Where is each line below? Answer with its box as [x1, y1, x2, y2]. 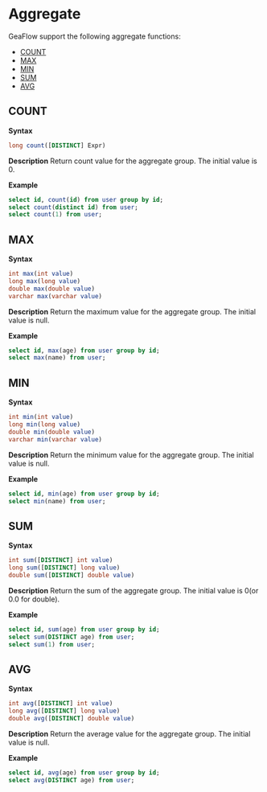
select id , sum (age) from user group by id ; [8, 625, 160, 634]
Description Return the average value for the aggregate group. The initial [8, 728, 251, 738]
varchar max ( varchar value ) [8, 292, 103, 300]
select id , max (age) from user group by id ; [8, 347, 160, 355]
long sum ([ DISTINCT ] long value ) [8, 564, 121, 572]
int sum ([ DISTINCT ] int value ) [8, 556, 113, 564]
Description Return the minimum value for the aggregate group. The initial [8, 449, 255, 459]
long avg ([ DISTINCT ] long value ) [8, 707, 121, 716]
